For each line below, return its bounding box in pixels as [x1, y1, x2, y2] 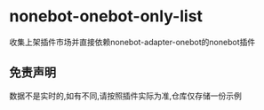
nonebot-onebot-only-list [9, 6, 203, 27]
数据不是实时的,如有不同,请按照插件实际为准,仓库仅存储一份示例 [9, 90, 243, 101]
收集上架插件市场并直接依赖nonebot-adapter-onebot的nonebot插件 [9, 36, 256, 47]
